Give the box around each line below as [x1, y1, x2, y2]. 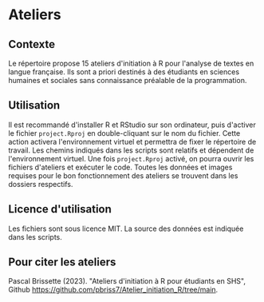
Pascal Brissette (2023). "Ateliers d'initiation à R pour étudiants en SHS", [8, 276, 246, 286]
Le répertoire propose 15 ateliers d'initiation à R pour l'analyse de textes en [8, 58, 254, 68]
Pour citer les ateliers [8, 256, 116, 269]
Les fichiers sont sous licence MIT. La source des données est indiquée [8, 224, 244, 233]
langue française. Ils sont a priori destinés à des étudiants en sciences [8, 67, 240, 77]
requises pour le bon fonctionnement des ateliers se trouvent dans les [8, 170, 238, 181]
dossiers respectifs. [8, 179, 73, 189]
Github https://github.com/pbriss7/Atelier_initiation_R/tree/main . [8, 285, 219, 295]
